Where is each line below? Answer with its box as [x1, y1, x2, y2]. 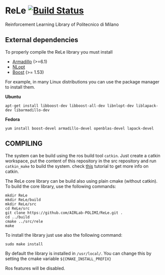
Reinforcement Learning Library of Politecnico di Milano [5, 21, 119, 27]
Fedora [5, 116, 20, 122]
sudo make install [5, 241, 43, 247]
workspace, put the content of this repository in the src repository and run [5, 158, 157, 164]
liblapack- [136, 103, 159, 108]
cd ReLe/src [5, 206, 30, 211]
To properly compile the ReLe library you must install [5, 49, 113, 55]
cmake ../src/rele [5, 219, 43, 224]
